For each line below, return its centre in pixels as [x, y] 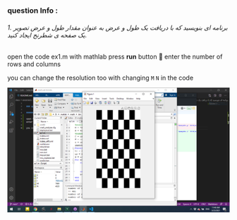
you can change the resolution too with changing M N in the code [101, 78]
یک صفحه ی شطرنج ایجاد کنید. [47, 35]
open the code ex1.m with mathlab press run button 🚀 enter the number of [115, 57]
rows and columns [34, 64]
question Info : [33, 11]
